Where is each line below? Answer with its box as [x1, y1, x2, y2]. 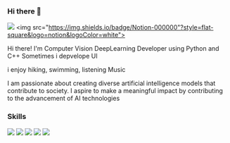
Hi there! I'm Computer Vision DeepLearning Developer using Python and [7, 44, 219, 53]
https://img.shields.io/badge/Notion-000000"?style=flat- [48, 23, 214, 32]
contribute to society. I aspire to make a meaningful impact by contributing [7, 87, 224, 95]
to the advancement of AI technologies [7, 94, 120, 103]
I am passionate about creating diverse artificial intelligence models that [7, 79, 216, 87]
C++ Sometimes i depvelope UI [7, 52, 98, 61]
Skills [7, 112, 27, 122]
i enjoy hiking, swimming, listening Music [7, 66, 126, 74]
